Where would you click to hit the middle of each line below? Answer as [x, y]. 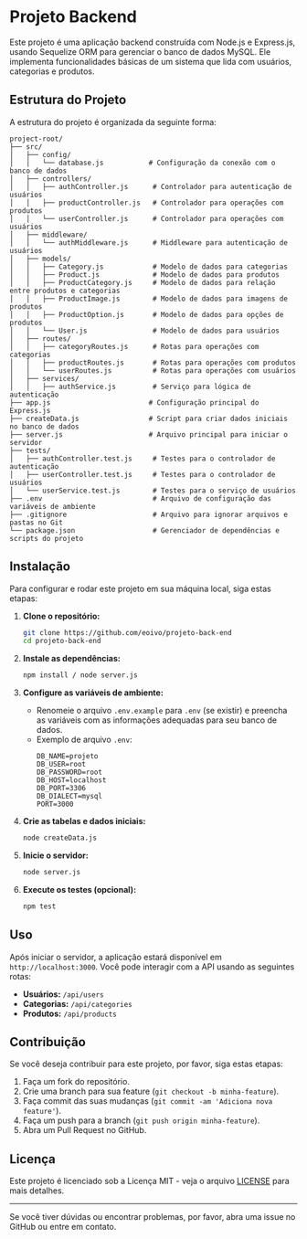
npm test [39, 906]
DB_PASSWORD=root [69, 773]
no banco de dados [44, 427]
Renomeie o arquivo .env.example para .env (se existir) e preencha [162, 711]
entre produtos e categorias [65, 291]
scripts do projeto [47, 538]
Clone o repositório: [61, 616]
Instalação [40, 567]
